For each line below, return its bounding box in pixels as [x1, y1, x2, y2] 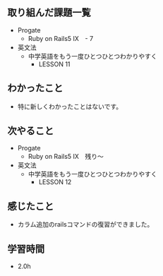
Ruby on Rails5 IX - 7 [28, 34, 94, 42]
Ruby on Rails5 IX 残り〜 [28, 152, 104, 161]
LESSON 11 [38, 59, 71, 68]
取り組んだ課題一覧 [7, 6, 91, 19]
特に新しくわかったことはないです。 [17, 102, 122, 111]
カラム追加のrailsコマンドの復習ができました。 [17, 220, 154, 229]
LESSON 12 [38, 178, 72, 186]
